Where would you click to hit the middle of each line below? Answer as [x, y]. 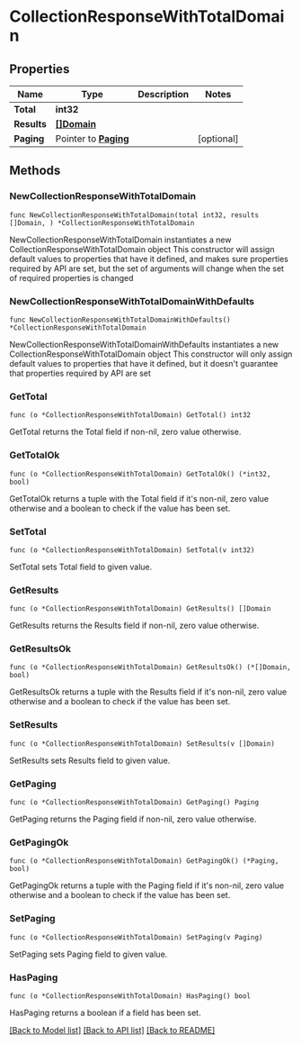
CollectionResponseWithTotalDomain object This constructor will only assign [151, 354]
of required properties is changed [71, 277]
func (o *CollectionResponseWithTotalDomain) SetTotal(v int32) [132, 550]
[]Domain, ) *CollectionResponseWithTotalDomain [102, 222]
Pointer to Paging [92, 139]
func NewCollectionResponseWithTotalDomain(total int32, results [134, 215]
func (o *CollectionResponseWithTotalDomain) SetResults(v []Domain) [142, 744]
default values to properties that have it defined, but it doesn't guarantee [144, 363]
